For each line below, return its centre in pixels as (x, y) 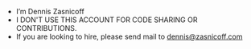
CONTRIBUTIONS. (46, 28)
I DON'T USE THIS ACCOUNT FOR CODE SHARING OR (107, 20)
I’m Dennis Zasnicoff (50, 11)
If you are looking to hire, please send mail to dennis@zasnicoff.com (129, 36)
